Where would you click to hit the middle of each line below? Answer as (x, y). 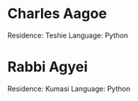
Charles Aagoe (57, 14)
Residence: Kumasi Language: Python (69, 88)
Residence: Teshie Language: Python (68, 35)
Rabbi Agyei (48, 67)
